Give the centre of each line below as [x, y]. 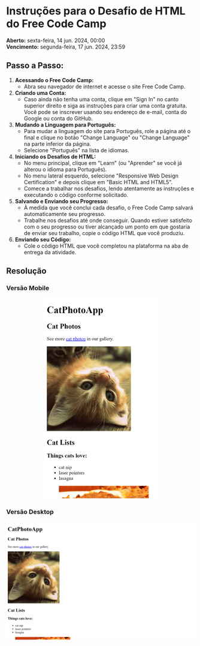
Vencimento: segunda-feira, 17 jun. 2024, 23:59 [66, 47]
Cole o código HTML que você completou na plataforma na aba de [106, 246]
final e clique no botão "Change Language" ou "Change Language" [107, 137]
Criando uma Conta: [40, 93]
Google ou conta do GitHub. [58, 118]
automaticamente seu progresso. [65, 214]
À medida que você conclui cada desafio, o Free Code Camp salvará [108, 208]
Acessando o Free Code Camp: [54, 80]
